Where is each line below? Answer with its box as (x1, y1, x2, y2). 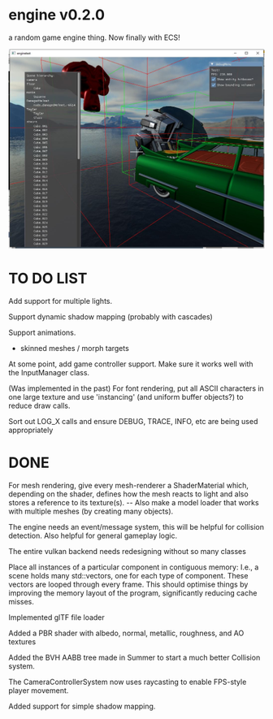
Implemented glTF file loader (8, 613, 106, 622)
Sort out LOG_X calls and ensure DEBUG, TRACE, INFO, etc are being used (8, 417, 258, 427)
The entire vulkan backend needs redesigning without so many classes (8, 547, 246, 557)
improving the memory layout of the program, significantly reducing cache (8, 588, 258, 598)
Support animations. (8, 327, 76, 338)
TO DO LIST (8, 270, 88, 288)
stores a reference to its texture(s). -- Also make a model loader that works (8, 498, 259, 508)
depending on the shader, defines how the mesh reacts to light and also (8, 489, 249, 499)
